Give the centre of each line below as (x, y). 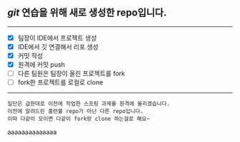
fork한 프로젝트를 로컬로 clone (60, 82)
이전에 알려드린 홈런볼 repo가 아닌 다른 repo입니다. (76, 111)
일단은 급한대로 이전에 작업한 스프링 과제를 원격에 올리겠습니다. (89, 104)
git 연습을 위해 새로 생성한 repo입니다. (87, 13)
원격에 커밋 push (41, 65)
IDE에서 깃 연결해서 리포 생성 (58, 47)
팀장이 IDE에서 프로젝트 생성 (57, 38)
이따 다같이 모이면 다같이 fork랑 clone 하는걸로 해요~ (79, 119)
